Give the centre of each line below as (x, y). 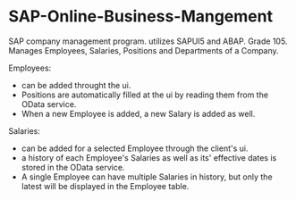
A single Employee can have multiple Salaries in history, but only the (147, 177)
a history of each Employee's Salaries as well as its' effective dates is (149, 157)
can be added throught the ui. (76, 85)
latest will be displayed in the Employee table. (105, 186)
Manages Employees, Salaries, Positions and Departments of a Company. (144, 50)
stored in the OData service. (73, 167)
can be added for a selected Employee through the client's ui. (135, 148)
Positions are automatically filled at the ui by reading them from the (145, 95)
